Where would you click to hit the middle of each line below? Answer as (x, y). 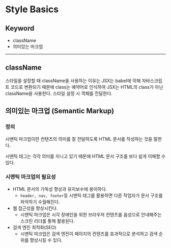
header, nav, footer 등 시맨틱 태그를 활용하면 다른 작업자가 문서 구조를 (91, 195)
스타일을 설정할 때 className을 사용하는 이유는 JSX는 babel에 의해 (73, 81)
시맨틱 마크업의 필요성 (31, 177)
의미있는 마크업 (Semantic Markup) (60, 111)
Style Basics (32, 9)
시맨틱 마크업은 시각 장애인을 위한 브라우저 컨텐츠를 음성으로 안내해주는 (91, 214)
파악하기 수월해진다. (40, 202)
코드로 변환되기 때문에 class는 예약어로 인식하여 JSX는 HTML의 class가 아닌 (87, 87)
